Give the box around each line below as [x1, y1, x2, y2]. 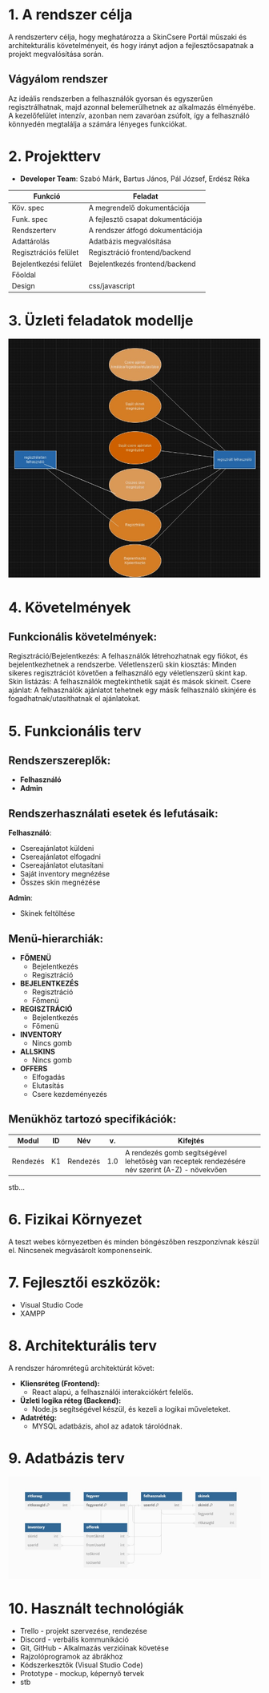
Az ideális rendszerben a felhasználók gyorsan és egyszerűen [8, 94, 214, 103]
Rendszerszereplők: [8, 754, 111, 768]
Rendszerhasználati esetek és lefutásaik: [8, 807, 219, 820]
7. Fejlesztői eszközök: [8, 1274, 162, 1292]
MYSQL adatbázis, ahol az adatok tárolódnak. [31, 1421, 183, 1431]
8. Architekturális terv [8, 1336, 158, 1355]
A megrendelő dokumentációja [88, 203, 190, 213]
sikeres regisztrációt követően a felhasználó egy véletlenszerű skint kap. [8, 668, 248, 678]
